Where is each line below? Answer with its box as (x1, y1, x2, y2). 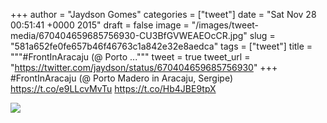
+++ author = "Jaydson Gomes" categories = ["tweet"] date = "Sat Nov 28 (10, 9, 317, 20)
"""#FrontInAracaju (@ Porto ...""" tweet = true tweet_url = (10, 51, 251, 63)
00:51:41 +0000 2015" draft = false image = (10, 19, 190, 31)
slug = (249, 30, 276, 41)
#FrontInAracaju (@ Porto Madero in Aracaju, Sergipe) (10, 72, 234, 84)
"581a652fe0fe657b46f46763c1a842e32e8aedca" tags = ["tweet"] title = (10, 40, 313, 52)
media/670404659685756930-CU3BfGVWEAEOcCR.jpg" (10, 30, 248, 41)
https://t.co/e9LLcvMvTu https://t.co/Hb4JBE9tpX (10, 83, 217, 94)
